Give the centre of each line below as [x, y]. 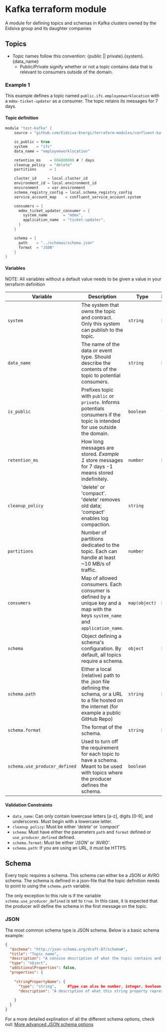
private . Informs [101, 403]
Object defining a [101, 636]
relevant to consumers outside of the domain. [66, 72]
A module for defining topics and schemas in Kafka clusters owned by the [81, 23]
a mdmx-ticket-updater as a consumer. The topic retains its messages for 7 [82, 101]
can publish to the [102, 330]
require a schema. [102, 661]
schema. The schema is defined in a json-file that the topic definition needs [83, 881]
